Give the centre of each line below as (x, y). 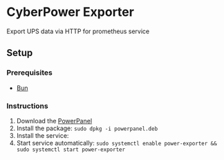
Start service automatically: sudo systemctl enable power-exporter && (116, 143)
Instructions (28, 106)
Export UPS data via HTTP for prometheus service (78, 31)
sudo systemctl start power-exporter (71, 150)
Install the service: (43, 135)
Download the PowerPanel (54, 121)
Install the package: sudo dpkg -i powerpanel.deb (87, 128)
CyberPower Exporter (70, 12)
